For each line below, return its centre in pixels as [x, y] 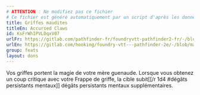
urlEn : [14, 45]
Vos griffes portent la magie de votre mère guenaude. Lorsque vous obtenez [100, 72]
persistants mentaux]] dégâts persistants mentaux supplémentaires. [90, 85]
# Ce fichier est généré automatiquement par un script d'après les [93, 17]
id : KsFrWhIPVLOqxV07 [33, 34]
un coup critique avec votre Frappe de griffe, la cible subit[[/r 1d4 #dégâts [97, 79]
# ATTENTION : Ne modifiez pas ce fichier [60, 12]
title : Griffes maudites [37, 23]
